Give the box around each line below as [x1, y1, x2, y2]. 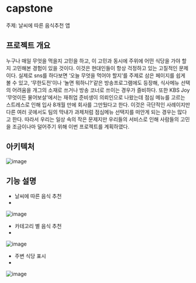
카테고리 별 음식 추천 [14, 223, 62, 230]
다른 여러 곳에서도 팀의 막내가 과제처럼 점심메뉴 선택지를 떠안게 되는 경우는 [6, 108, 177, 115]
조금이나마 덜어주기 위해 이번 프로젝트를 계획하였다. [12, 123, 130, 130]
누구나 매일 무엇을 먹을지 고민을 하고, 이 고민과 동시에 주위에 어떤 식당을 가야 [6, 57, 181, 64]
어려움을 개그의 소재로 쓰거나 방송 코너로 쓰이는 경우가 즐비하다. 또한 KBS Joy [12, 87, 190, 94]
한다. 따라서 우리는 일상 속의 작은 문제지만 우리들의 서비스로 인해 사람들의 [12, 116, 180, 123]
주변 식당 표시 [14, 253, 46, 260]
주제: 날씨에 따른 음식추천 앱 [6, 22, 70, 29]
